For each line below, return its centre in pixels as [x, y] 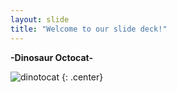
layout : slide [40, 19]
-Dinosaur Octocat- [52, 57]
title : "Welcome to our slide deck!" [89, 29]
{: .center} [82, 77]
